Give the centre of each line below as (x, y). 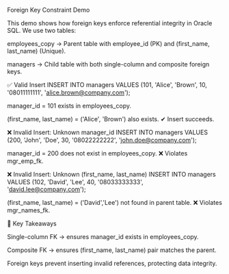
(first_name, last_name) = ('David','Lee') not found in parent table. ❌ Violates (114, 202)
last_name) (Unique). (37, 51)
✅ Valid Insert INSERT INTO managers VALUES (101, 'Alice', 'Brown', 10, (107, 85)
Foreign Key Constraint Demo (49, 10)
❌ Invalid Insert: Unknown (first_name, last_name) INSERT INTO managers (112, 174)
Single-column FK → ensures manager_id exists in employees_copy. (103, 237)
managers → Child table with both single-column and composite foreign (108, 64)
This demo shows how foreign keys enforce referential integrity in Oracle (110, 23)
